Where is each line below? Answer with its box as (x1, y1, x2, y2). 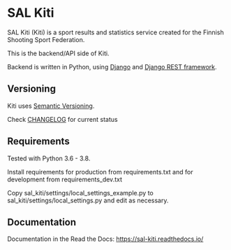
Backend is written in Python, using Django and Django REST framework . (7, 62, 218, 71)
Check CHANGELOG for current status (7, 115, 118, 123)
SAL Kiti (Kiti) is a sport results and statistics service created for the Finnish (7, 28, 225, 36)
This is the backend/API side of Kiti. (7, 49, 110, 57)
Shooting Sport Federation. (7, 35, 85, 43)
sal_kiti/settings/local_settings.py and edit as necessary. (7, 196, 169, 204)
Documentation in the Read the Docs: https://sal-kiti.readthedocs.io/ (7, 235, 204, 243)
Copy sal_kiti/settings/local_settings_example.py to (7, 188, 154, 197)
